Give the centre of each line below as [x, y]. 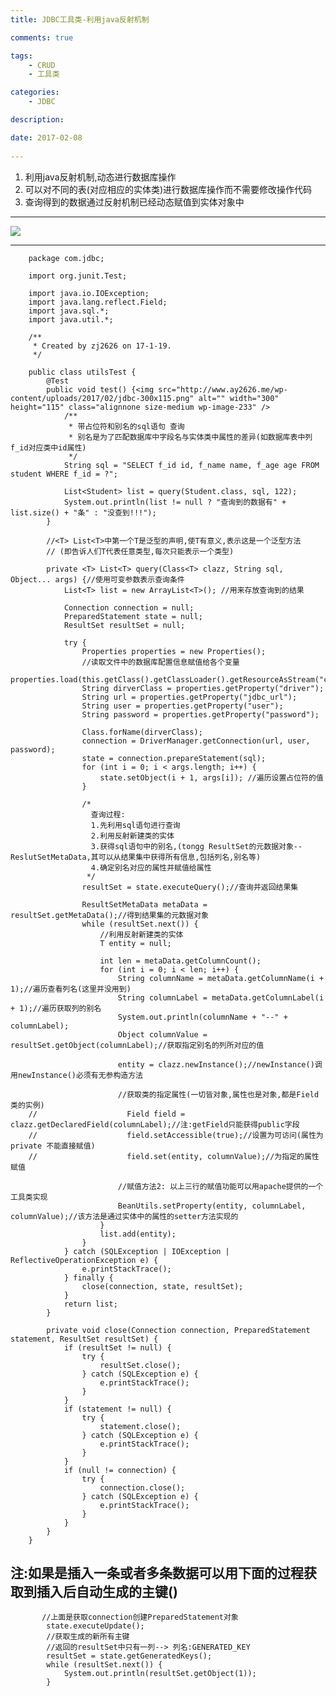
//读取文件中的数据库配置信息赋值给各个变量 [160, 662]
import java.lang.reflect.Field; [98, 302]
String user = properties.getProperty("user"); [182, 706]
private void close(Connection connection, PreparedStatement [178, 1330]
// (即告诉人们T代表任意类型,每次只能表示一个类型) [140, 551]
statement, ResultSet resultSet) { [84, 1339]
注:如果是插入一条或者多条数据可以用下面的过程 [157, 1572]
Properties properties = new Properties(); [174, 651]
